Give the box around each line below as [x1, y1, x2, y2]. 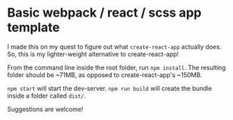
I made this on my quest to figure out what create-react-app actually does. [7, 42, 222, 51]
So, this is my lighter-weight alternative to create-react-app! [7, 50, 179, 58]
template [7, 19, 61, 35]
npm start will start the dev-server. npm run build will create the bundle [7, 84, 212, 92]
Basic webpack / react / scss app [7, 5, 202, 21]
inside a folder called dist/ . [7, 92, 86, 100]
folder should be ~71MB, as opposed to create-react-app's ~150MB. [7, 71, 203, 79]
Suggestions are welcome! [7, 105, 83, 113]
